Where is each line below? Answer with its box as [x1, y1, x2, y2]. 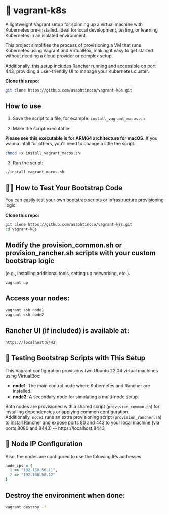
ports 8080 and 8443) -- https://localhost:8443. [5, 425, 106, 431]
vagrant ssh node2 [5, 312, 44, 317]
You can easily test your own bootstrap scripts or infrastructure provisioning [5, 197, 164, 203]
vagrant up [5, 280, 28, 285]
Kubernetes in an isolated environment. [5, 32, 87, 38]
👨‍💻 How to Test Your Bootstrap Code [5, 183, 123, 192]
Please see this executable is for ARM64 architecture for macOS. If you [5, 135, 158, 141]
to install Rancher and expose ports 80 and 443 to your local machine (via [5, 419, 160, 426]
